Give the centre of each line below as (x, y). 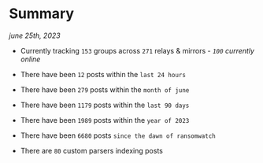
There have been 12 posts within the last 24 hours (103, 74)
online (30, 59)
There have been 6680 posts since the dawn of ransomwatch (118, 135)
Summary (41, 14)
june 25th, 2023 (35, 35)
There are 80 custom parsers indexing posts (92, 150)
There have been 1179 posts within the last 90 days (105, 105)
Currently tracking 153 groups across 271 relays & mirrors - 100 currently (137, 50)
